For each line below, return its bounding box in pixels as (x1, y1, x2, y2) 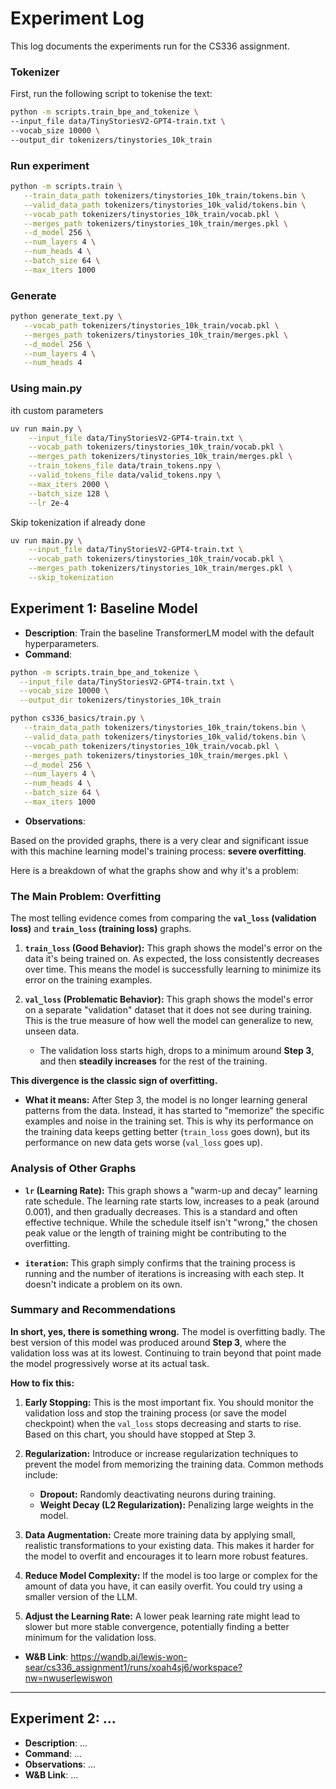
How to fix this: (10, 1377, 75, 1389)
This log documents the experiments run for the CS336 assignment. (10, 40, 290, 52)
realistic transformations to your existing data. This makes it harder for (24, 1539, 315, 1551)
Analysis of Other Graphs (10, 1162, 137, 1176)
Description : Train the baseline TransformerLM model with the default (24, 627, 315, 639)
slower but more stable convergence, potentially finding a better (24, 1620, 290, 1632)
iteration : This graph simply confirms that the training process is (24, 1257, 297, 1269)
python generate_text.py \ (10, 312, 123, 322)
